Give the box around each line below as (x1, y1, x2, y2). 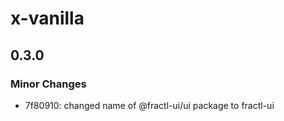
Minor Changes (10, 77, 87, 91)
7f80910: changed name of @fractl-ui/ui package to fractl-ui (24, 99, 275, 111)
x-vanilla (10, 7, 85, 30)
